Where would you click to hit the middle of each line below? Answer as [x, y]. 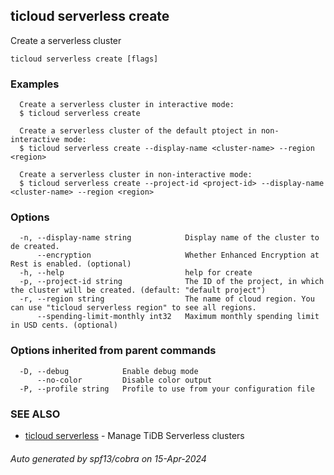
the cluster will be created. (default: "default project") [138, 290]
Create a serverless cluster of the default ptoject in [138, 131]
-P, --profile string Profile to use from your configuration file [167, 389]
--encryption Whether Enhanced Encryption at [178, 255]
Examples [35, 84]
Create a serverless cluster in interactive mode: [127, 105]
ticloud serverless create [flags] [84, 59]
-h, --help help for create [136, 273]
